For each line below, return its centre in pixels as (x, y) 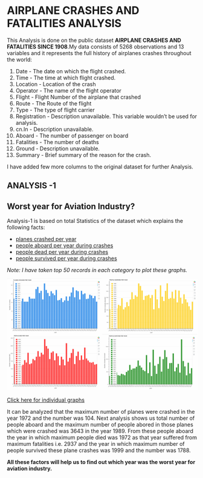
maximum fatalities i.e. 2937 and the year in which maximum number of (96, 444)
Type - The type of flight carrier (55, 110)
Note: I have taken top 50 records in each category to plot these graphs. (97, 270)
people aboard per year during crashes (64, 245)
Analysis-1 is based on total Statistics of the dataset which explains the (95, 221)
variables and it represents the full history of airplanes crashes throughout (99, 53)
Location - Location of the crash (56, 84)
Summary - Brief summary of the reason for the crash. (83, 154)
